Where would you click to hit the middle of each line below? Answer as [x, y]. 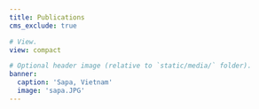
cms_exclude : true [43, 26]
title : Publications [47, 17]
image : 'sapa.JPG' [51, 90]
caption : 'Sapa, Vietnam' [65, 82]
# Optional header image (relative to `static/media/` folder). [130, 66]
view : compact [35, 50]
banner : [24, 74]
